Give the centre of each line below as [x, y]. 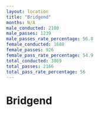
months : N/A [21, 22]
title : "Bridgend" [29, 17]
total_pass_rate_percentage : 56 [46, 72]
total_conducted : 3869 [34, 61]
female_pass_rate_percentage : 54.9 [50, 55]
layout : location [27, 11]
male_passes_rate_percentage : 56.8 [50, 39]
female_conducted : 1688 [35, 45]
